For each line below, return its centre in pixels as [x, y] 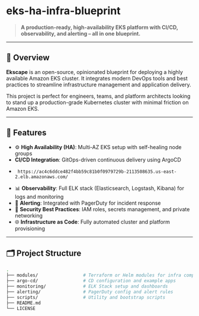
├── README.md [24, 303]
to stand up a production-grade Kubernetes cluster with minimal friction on [97, 102]
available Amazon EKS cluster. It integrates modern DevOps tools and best [97, 78]
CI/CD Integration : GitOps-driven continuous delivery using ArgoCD [98, 159]
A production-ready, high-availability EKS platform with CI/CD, [99, 27]
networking [29, 215]
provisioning [30, 228]
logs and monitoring [39, 196]
